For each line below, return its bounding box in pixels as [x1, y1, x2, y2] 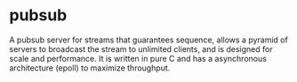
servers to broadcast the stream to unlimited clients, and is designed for [9, 43, 273, 54]
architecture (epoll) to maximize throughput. [9, 63, 171, 73]
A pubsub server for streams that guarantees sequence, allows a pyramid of [9, 34, 289, 45]
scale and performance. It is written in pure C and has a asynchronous [9, 53, 267, 63]
